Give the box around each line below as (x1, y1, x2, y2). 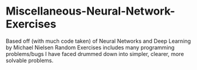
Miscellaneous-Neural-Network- (5, 4, 175, 18)
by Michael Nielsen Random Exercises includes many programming (5, 44, 175, 51)
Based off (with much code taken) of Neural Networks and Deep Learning (5, 37, 192, 44)
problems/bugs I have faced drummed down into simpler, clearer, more (5, 50, 184, 57)
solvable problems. (5, 57, 54, 64)
